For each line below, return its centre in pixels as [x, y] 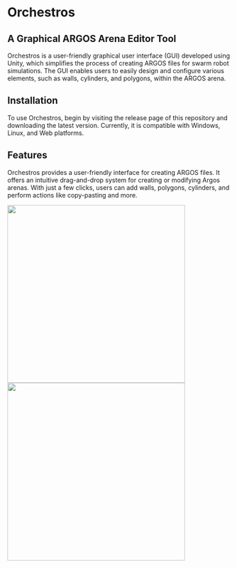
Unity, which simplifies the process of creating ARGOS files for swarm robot [118, 63]
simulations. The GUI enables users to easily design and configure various [116, 71]
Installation [33, 101]
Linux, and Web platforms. [46, 133]
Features [27, 155]
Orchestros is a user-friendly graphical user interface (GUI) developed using [119, 55]
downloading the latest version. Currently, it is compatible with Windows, [114, 125]
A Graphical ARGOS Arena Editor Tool [92, 39]
